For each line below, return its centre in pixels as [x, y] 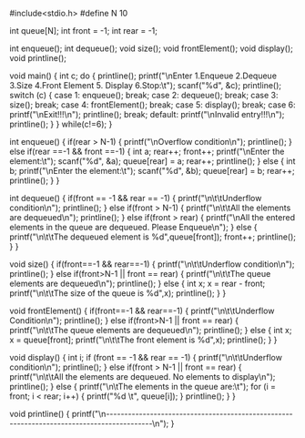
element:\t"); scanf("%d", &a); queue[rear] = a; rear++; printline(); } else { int [152, 161]
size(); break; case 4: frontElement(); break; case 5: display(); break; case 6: [152, 105]
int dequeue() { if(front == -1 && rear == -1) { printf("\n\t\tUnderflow [136, 198]
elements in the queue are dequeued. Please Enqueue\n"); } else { [133, 227]
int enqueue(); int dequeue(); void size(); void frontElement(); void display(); [152, 48]
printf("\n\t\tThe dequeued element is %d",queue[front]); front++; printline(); [153, 237]
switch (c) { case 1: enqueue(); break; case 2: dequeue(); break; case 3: [144, 95]
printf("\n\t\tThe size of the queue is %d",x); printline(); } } [118, 293]
